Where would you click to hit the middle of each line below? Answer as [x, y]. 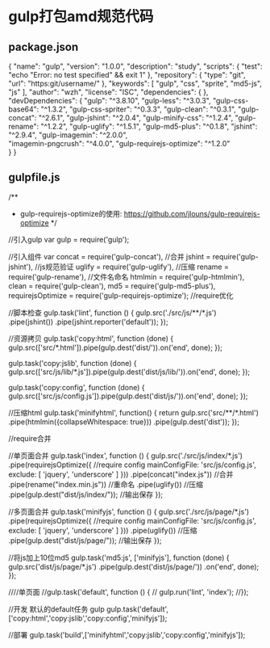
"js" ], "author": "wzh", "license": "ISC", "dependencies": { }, [108, 92]
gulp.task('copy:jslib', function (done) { [73, 363]
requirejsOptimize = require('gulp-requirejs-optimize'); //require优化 [121, 295]
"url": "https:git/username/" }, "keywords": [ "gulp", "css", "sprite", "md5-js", [135, 83]
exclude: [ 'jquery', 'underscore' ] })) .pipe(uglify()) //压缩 [103, 530]
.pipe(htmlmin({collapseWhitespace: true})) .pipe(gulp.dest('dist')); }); [124, 422]
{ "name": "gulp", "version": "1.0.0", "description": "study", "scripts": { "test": [135, 66]
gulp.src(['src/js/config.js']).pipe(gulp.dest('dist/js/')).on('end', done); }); [128, 396]
